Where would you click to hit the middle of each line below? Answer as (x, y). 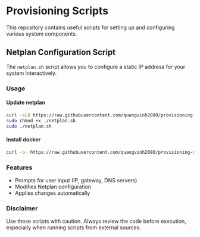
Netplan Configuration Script (61, 53)
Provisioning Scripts (57, 11)
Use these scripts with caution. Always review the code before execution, (96, 222)
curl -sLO (18, 115)
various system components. (42, 33)
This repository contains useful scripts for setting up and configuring (90, 27)
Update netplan (26, 103)
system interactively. (32, 73)
